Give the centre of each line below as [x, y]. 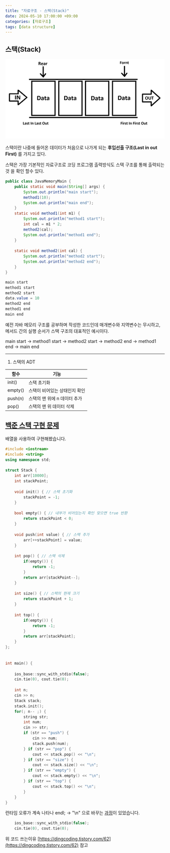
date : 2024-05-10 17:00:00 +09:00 [42, 16]
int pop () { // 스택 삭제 [39, 556]
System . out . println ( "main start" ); [61, 192]
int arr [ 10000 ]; [32, 476]
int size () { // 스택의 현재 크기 [47, 594]
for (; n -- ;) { [30, 711]
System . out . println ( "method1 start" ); [64, 219]
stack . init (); [29, 706]
